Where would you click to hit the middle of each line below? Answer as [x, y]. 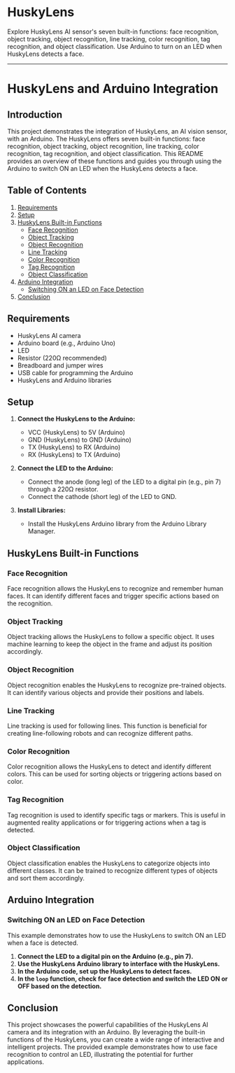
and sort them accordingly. [46, 878]
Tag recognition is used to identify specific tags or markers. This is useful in [116, 815]
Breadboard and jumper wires [60, 365]
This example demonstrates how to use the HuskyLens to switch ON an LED [117, 935]
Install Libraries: [42, 510]
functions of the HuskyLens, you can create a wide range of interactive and [116, 1039]
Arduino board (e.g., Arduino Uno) [66, 343]
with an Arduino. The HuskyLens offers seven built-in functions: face [106, 139]
